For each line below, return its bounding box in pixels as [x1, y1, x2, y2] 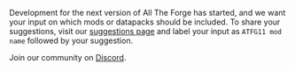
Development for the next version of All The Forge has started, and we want [9, 8, 286, 18]
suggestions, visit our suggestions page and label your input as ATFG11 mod [9, 26, 282, 36]
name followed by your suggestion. [9, 35, 134, 46]
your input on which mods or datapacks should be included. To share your [9, 17, 281, 27]
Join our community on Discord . [9, 53, 127, 62]
